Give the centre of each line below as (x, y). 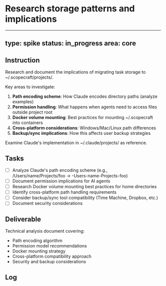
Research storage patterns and (70, 9)
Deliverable (23, 219)
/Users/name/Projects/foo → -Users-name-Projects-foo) (70, 176)
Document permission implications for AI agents (61, 181)
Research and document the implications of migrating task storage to (75, 72)
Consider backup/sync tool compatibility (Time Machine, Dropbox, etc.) (85, 198)
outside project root (32, 112)
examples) (23, 102)
